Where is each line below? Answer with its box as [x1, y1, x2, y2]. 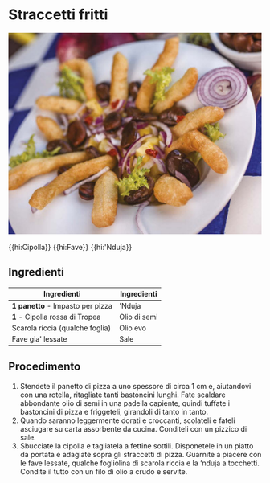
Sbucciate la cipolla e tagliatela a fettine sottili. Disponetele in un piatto [19, 440, 254, 451]
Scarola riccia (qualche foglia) [11, 323, 111, 333]
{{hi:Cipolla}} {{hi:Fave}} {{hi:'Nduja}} [8, 243, 133, 252]
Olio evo [119, 323, 147, 333]
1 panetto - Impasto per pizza [11, 301, 112, 310]
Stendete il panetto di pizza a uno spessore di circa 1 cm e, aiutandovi [19, 381, 252, 391]
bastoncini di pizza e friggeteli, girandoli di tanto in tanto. [19, 407, 209, 416]
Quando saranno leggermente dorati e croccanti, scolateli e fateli [19, 415, 235, 425]
